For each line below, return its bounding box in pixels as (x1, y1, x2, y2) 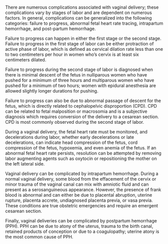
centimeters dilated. (5, 57, 47, 62)
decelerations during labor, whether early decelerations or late (5, 134, 134, 140)
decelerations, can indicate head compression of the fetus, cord (5, 139, 138, 145)
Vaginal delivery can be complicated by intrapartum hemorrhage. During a (5, 171, 159, 177)
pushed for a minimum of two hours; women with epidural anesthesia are (5, 83, 156, 89)
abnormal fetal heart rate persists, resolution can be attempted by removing (5, 150, 161, 156)
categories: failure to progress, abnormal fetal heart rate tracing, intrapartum (5, 20, 163, 26)
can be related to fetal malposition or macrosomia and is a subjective (5, 108, 147, 114)
